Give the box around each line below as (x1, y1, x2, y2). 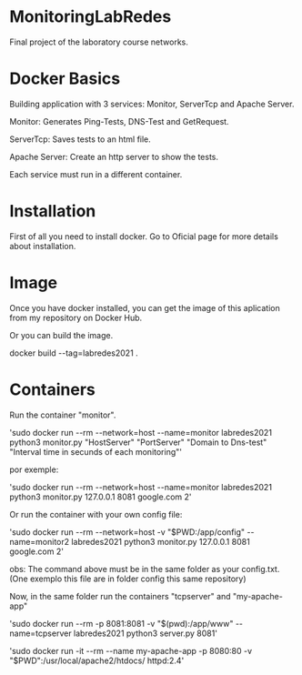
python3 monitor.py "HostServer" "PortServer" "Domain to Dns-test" (9, 437, 267, 448)
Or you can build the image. (9, 329, 114, 340)
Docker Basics (9, 68, 121, 89)
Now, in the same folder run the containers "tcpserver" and (9, 590, 231, 601)
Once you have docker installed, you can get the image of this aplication (9, 302, 280, 313)
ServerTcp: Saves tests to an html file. (9, 134, 152, 145)
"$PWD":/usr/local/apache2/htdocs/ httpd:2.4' (9, 655, 185, 666)
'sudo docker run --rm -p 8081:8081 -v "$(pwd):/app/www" (9, 618, 234, 629)
